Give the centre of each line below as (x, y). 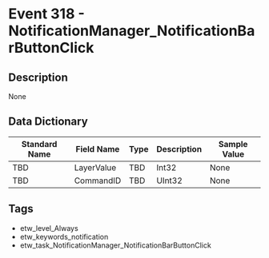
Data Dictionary (48, 122)
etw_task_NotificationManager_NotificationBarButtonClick (116, 245)
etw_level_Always (49, 228)
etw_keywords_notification (64, 236)
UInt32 (169, 181)
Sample (233, 144)
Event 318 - (47, 14)
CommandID (98, 181)
